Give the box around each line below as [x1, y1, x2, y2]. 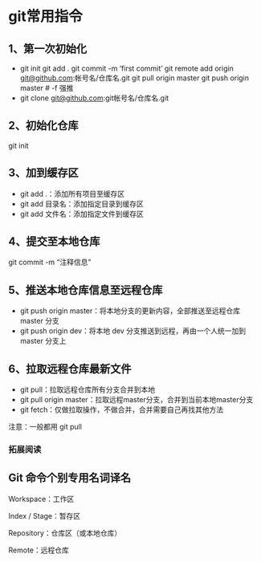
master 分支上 [19, 336, 67, 346]
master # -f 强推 [19, 83, 74, 92]
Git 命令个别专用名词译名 [8, 471, 132, 485]
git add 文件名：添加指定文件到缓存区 [19, 209, 145, 218]
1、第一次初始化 [8, 42, 88, 55]
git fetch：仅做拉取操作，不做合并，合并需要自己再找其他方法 [19, 405, 223, 414]
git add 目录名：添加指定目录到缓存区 [19, 198, 145, 209]
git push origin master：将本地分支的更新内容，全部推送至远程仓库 [19, 306, 241, 316]
